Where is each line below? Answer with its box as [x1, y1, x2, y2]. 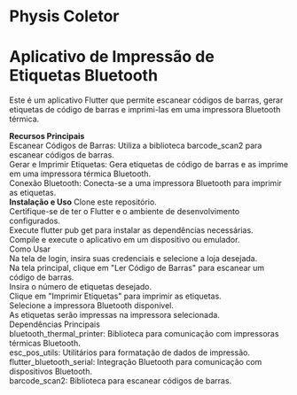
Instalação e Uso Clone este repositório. [9, 197, 157, 207]
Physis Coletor [9, 6, 120, 27]
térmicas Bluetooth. [9, 338, 82, 349]
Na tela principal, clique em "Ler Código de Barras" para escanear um [9, 263, 265, 274]
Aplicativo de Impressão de [9, 47, 215, 67]
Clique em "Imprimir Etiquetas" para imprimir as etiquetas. [9, 290, 222, 302]
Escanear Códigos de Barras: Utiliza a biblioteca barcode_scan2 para [9, 140, 262, 151]
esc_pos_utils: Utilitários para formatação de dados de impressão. [9, 347, 251, 358]
